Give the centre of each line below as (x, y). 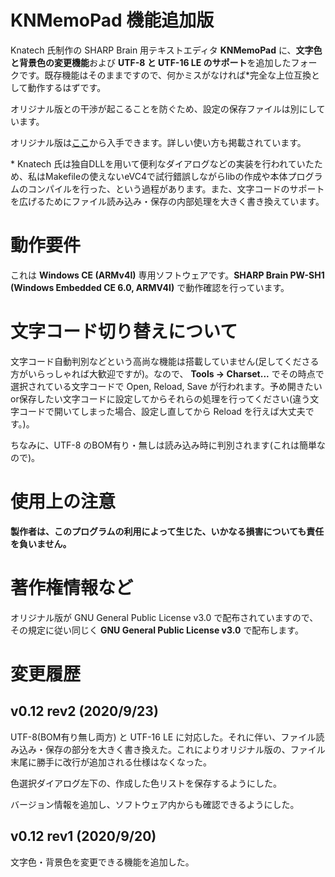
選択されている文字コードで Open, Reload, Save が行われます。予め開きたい (166, 386)
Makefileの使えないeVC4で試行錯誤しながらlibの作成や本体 (166, 176)
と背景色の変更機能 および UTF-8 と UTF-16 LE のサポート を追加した (151, 62)
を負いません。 (41, 543)
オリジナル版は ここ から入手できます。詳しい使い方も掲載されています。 (158, 142)
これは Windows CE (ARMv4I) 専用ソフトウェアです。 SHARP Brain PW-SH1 (167, 275)
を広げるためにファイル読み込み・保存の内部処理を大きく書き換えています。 (167, 201)
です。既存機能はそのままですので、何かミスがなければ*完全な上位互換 (165, 75)
